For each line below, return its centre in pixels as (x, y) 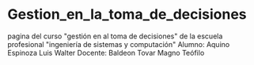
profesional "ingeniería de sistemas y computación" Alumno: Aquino (119, 44)
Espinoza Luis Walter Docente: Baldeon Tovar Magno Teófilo (106, 52)
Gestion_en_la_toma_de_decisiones (127, 14)
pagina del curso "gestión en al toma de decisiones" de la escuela (115, 36)
